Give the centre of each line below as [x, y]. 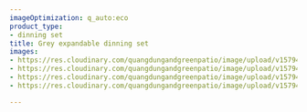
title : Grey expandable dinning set [79, 43]
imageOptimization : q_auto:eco [69, 18]
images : [24, 52]
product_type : [37, 26]
